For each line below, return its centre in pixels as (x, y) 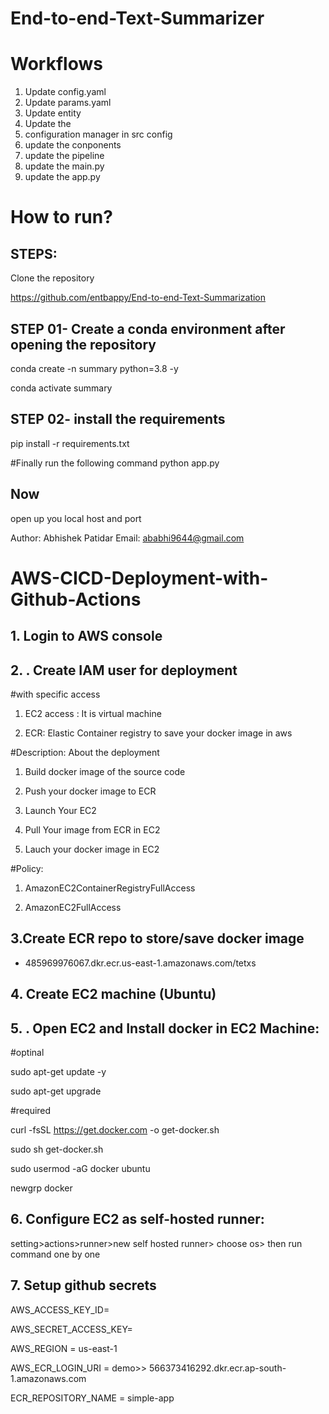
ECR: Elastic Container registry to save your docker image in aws (158, 733)
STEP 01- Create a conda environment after (148, 328)
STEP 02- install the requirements (118, 419)
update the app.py (62, 177)
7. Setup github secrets (83, 1285)
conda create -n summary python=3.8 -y (94, 368)
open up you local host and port (76, 518)
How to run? (61, 217)
